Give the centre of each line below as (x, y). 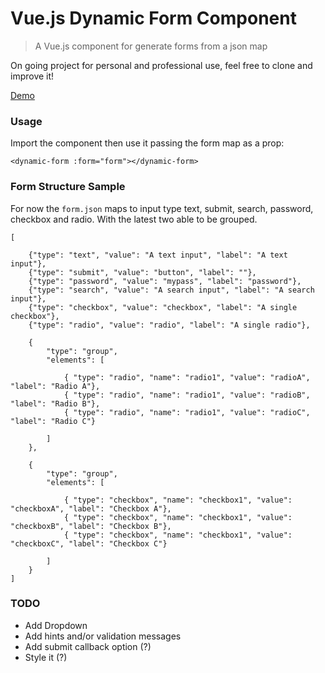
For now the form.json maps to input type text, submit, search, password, (162, 208)
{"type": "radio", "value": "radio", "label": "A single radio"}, (169, 325)
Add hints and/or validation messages (103, 636)
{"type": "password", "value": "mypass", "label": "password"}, (165, 281)
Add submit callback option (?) (88, 646)
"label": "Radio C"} (53, 421)
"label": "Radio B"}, (55, 403)
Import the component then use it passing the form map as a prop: (147, 143)
